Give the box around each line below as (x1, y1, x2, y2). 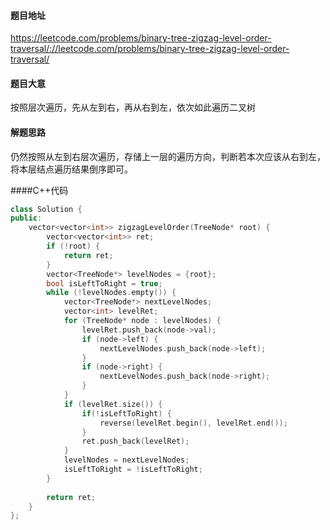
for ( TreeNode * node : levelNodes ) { (63, 316, 222, 326)
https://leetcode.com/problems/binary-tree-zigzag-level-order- (10, 32, 272, 44)
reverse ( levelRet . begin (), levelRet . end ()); (99, 418, 288, 428)
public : (10, 213, 43, 224)
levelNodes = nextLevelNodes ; (63, 455, 190, 465)
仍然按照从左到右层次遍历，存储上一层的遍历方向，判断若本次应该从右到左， (10, 150, 326, 162)
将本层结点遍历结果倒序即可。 (10, 163, 133, 175)
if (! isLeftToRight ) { (81, 408, 172, 419)
